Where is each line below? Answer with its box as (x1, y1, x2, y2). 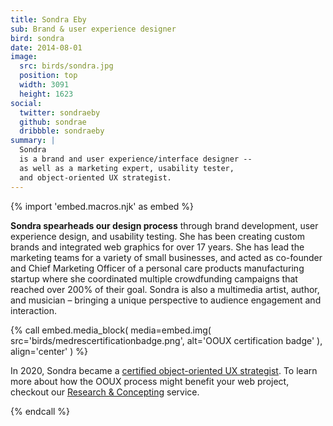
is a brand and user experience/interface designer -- (19, 154, 253, 164)
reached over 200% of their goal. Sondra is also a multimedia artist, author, (10, 283, 320, 295)
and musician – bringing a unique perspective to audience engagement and (10, 294, 322, 306)
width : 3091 (19, 80, 70, 90)
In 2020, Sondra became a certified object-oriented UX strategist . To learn (10, 364, 318, 376)
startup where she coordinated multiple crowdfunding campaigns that (10, 272, 298, 285)
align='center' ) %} (10, 345, 88, 357)
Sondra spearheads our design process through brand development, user (10, 219, 319, 231)
